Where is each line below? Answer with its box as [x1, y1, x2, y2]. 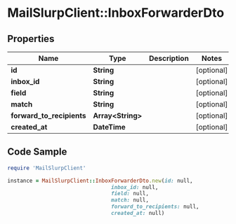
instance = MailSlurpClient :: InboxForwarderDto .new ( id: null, [7, 177, 193, 184]
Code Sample [7, 146, 67, 158]
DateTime [93, 122, 126, 132]
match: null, [111, 197, 150, 204]
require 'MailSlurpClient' [7, 164, 86, 171]
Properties [7, 33, 55, 45]
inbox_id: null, [111, 183, 159, 190]
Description [148, 54, 190, 63]
